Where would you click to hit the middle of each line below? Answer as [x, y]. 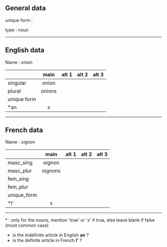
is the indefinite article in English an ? [50, 235]
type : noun [17, 30]
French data [24, 130]
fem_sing [18, 179]
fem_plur [18, 187]
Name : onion [19, 62]
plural [14, 91]
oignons [51, 171]
